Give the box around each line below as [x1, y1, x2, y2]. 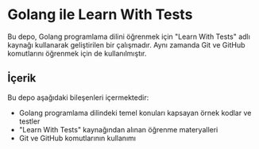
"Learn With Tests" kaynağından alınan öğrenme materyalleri [18, 124, 218, 134]
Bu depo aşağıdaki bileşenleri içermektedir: [7, 93, 149, 102]
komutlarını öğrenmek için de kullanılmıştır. [7, 48, 147, 58]
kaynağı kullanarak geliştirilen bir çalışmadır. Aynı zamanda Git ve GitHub [7, 40, 245, 49]
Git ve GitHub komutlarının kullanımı [18, 133, 137, 143]
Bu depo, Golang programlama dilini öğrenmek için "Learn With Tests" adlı [7, 32, 251, 41]
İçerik [7, 71, 37, 85]
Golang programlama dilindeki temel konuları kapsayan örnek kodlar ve [18, 108, 252, 117]
